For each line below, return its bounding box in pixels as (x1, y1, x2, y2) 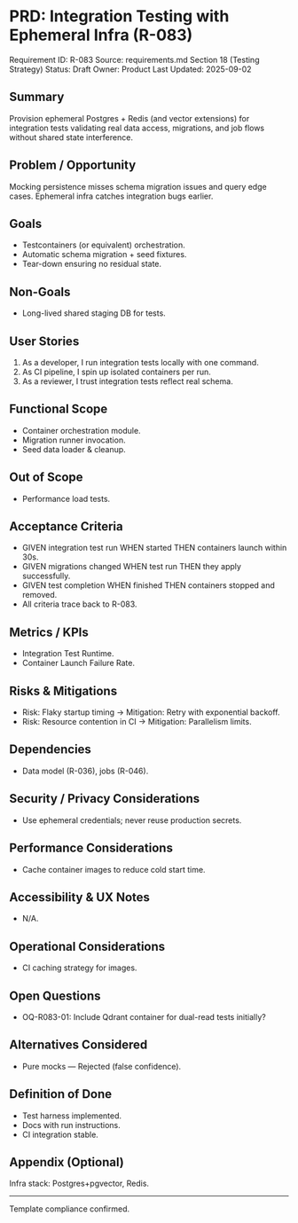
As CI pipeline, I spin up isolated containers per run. (21, 366, 211, 377)
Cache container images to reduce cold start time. (21, 864, 206, 874)
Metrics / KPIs (9, 624, 89, 639)
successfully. (21, 570, 71, 582)
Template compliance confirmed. (9, 1203, 130, 1214)
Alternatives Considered (9, 1038, 148, 1053)
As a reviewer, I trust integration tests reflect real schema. (21, 376, 233, 387)
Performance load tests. (21, 493, 111, 504)
